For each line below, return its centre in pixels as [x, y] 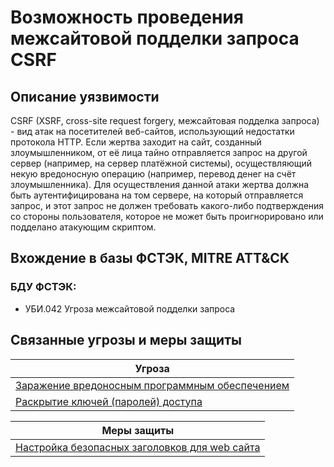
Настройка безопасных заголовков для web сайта [138, 447]
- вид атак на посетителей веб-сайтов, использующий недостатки [152, 131]
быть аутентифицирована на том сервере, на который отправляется [157, 195]
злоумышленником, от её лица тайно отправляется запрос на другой [159, 152]
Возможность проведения [127, 17]
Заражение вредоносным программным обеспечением [152, 385]
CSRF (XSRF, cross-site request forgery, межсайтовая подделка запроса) [165, 120]
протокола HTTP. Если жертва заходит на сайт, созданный [136, 142]
